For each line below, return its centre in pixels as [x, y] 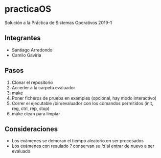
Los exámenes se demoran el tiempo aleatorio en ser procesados [78, 141]
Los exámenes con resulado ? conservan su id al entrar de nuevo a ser [83, 146]
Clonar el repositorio [32, 82]
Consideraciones [31, 129]
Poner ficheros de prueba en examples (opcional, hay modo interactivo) [84, 98]
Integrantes [23, 38]
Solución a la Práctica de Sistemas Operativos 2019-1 [58, 23]
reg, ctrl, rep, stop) [31, 108]
